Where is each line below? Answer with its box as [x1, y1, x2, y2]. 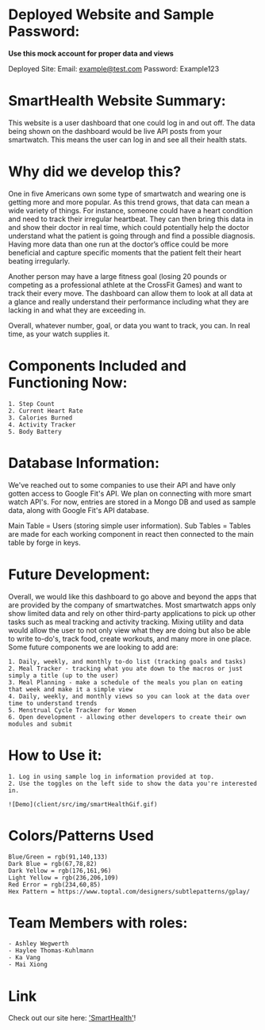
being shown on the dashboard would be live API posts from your [8, 126, 222, 136]
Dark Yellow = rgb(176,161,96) [8, 867, 112, 875]
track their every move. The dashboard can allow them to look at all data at [8, 288, 253, 298]
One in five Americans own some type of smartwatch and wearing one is [8, 189, 247, 198]
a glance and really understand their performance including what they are [8, 297, 249, 306]
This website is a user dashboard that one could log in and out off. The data [8, 117, 255, 128]
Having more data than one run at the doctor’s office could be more [8, 239, 229, 249]
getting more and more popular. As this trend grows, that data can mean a [8, 197, 250, 207]
